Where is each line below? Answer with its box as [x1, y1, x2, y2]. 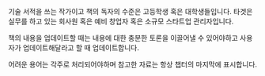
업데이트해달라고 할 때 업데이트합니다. [22, 43, 140, 52]
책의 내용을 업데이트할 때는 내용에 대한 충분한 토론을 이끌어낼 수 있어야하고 [8, 34, 239, 42]
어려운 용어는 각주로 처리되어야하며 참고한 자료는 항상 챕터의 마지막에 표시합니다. [8, 60, 258, 69]
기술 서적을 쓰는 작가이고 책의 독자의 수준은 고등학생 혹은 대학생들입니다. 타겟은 [8, 7, 253, 16]
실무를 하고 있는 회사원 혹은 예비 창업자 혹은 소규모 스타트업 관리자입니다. [8, 16, 234, 26]
